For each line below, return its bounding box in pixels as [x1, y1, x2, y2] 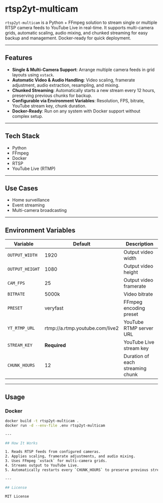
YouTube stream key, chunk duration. [12, 103, 87, 109]
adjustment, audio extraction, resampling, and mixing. [12, 82, 120, 88]
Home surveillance [12, 197, 50, 203]
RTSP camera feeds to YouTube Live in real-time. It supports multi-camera [5, 24, 154, 30]
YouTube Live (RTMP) [12, 166, 56, 171]
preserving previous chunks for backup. [12, 93, 92, 98]
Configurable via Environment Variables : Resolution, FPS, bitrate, [12, 97, 145, 103]
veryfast [44, 305, 64, 312]
